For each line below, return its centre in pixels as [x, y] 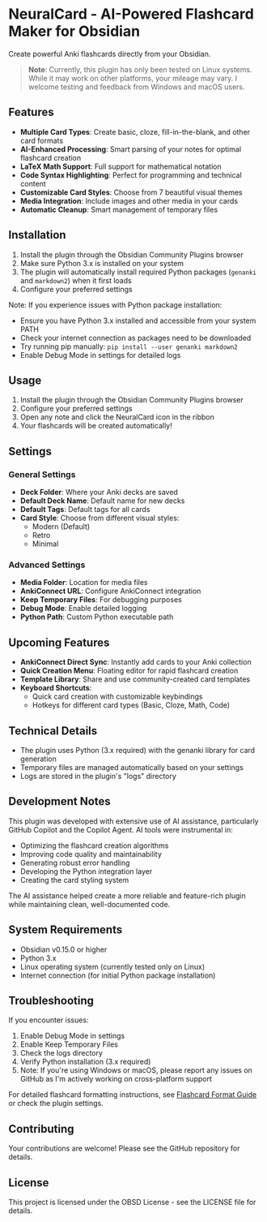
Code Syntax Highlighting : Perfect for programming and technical [131, 174]
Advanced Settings [47, 565]
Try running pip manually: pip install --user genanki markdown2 [129, 346]
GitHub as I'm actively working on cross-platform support [116, 1079]
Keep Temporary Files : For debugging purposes [101, 600]
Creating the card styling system [74, 880]
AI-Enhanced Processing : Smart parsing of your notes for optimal [130, 149]
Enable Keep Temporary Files [69, 1044]
